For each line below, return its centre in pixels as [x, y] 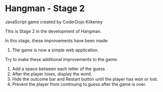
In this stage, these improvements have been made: [57, 40]
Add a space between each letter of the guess [59, 69]
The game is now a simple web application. [55, 50]
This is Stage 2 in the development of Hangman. [53, 31]
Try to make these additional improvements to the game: [62, 59]
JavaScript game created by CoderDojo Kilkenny [54, 22]
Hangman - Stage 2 [45, 8]
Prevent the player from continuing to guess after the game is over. [79, 84]
